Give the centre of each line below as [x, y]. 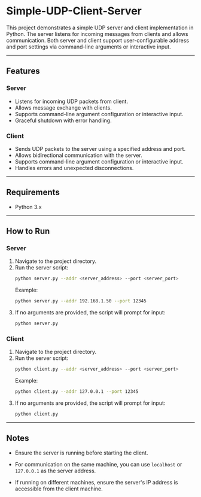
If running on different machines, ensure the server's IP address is [96, 482]
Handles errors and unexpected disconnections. [74, 168]
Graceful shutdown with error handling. [63, 120]
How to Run [28, 231]
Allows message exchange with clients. [63, 107]
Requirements [33, 193]
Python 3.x [28, 207]
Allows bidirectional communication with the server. [78, 155]
